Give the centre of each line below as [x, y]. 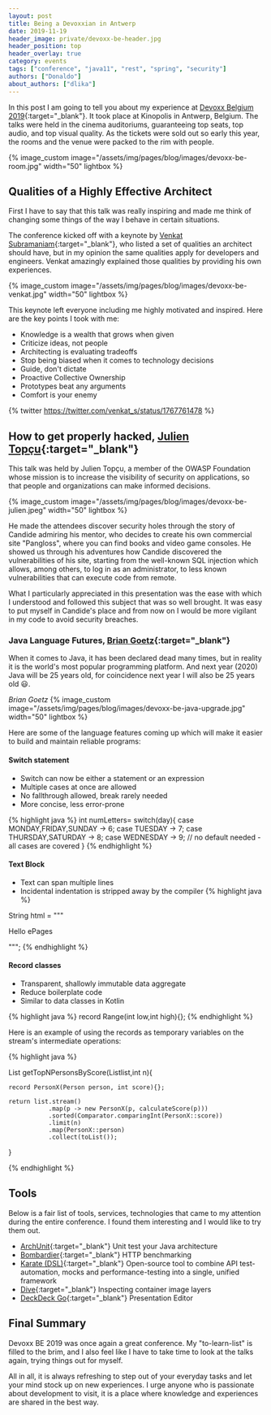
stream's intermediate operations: [65, 1041]
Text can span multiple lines [67, 882]
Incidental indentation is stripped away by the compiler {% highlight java [141, 891]
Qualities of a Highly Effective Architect [110, 191]
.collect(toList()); [83, 1137]
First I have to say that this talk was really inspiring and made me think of [130, 211]
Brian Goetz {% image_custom [60, 700]
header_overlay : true [45, 54]
